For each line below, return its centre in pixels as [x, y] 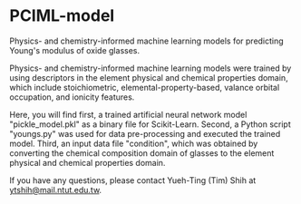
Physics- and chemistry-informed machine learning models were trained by [150, 68]
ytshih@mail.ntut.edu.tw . [56, 189]
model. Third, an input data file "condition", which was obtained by [134, 143]
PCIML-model [62, 16]
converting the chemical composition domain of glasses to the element [142, 153]
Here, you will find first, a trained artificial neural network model [128, 114]
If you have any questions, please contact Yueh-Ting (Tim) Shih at [133, 180]
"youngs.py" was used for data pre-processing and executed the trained [145, 133]
